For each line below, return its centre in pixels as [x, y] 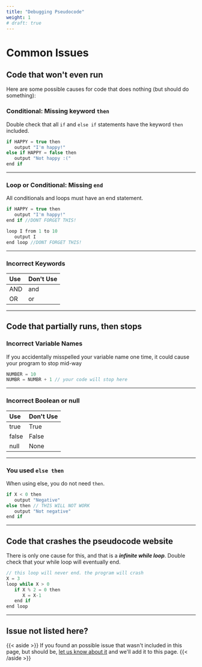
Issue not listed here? [47, 631]
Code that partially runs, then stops [74, 327]
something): [21, 96]
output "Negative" [37, 500]
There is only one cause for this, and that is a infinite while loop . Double [96, 556]
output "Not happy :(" [42, 159]
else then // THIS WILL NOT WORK [48, 505]
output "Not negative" [42, 511]
